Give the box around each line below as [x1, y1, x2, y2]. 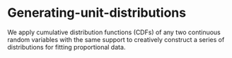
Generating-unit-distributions [7, 5, 186, 21]
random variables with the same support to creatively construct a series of [7, 35, 225, 43]
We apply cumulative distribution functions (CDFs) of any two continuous [7, 28, 221, 36]
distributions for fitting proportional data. [7, 43, 126, 51]
